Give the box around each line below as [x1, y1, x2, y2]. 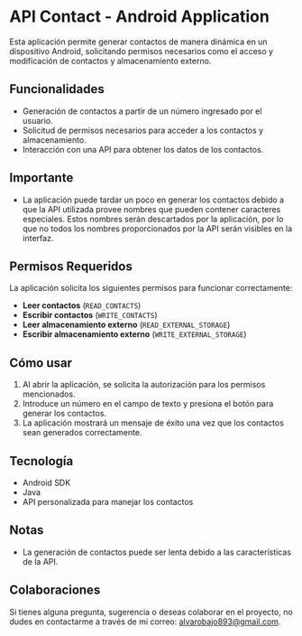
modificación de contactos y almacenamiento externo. [9, 55, 212, 66]
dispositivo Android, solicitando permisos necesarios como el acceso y [9, 45, 273, 56]
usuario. [22, 115, 53, 126]
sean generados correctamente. [22, 427, 142, 438]
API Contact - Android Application [9, 6, 270, 27]
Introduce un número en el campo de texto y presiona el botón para [22, 398, 274, 409]
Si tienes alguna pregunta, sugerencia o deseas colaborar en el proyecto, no [9, 606, 293, 617]
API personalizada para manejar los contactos [22, 497, 194, 507]
